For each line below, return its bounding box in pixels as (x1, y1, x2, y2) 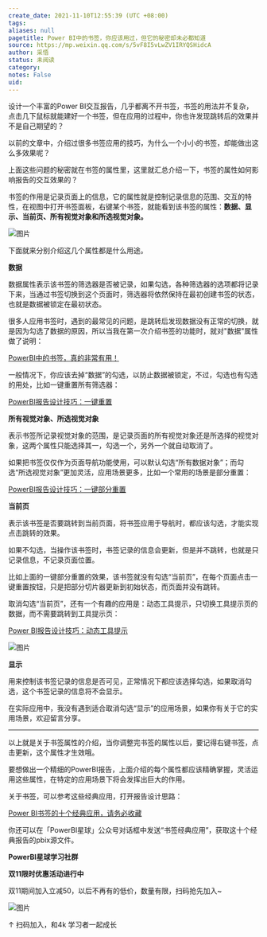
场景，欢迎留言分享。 (14, 713, 85, 723)
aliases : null (8, 26, 56, 34)
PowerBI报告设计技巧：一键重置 (8, 396, 113, 406)
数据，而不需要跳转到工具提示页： (8, 608, 120, 618)
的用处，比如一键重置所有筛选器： (8, 380, 120, 389)
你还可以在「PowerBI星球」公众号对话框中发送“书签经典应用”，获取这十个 (8, 825, 251, 834)
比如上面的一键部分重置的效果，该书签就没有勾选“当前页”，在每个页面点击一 (8, 572, 258, 581)
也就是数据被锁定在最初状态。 (8, 299, 106, 309)
